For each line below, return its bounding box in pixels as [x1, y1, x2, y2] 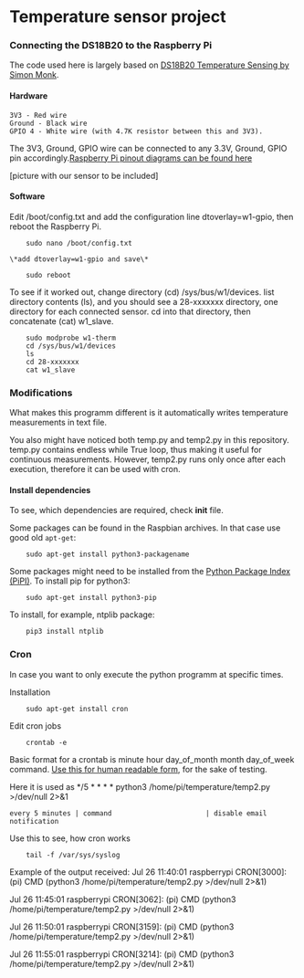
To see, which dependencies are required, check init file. [9, 505, 224, 516]
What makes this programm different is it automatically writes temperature [9, 407, 289, 418]
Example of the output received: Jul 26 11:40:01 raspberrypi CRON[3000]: [9, 866, 288, 878]
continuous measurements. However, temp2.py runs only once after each [9, 454, 286, 465]
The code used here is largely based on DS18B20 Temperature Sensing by [9, 59, 289, 70]
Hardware [9, 90, 48, 101]
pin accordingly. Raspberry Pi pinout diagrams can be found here [9, 152, 253, 163]
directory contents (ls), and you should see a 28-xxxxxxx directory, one [9, 296, 278, 307]
